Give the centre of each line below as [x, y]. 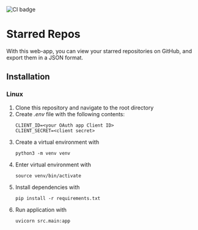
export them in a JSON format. [45, 57]
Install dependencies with [47, 187]
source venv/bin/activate [48, 176]
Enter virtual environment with [53, 165]
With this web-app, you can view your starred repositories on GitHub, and [99, 51]
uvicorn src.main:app [42, 221]
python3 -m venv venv [42, 153]
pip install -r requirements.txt [58, 198]
